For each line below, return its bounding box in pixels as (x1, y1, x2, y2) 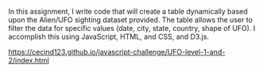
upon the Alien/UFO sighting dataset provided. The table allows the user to (8, 15, 253, 25)
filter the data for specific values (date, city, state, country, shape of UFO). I (8, 24, 256, 32)
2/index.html (8, 55, 49, 65)
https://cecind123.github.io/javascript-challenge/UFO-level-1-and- (8, 47, 226, 56)
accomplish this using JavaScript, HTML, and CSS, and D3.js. (8, 32, 209, 41)
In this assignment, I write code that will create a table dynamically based (8, 7, 248, 16)
